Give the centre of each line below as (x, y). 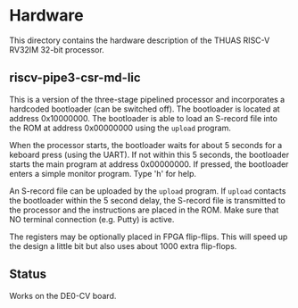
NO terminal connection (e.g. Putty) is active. (92, 219)
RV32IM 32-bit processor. (57, 49)
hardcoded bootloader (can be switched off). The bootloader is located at (145, 109)
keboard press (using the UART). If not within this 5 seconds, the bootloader (149, 154)
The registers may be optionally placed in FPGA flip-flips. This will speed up (149, 237)
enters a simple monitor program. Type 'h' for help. (103, 173)
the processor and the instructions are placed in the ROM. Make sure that (144, 210)
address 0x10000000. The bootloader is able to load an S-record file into (144, 118)
